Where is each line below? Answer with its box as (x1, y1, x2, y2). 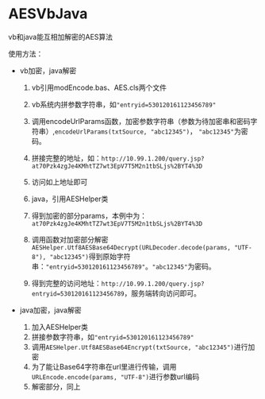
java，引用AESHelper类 (31, 194, 109, 203)
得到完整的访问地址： (31, 278, 102, 288)
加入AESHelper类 (31, 322, 89, 331)
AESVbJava (8, 5, 88, 23)
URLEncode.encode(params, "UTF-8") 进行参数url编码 (31, 371, 200, 382)
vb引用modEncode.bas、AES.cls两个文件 (31, 83, 167, 92)
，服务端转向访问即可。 (124, 288, 201, 298)
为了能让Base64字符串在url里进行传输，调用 (31, 362, 177, 371)
